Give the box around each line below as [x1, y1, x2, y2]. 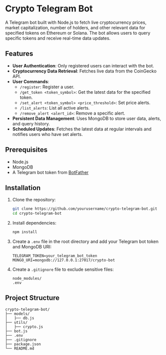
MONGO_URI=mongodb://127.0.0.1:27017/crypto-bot [12, 258, 115, 263]
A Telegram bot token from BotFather [12, 169, 89, 175]
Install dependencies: [12, 220, 57, 226]
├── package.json [5, 342, 41, 347]
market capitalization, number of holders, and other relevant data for [5, 24, 146, 30]
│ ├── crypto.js [5, 324, 43, 329]
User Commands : [12, 78, 50, 84]
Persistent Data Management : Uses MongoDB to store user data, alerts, [12, 115, 162, 121]
